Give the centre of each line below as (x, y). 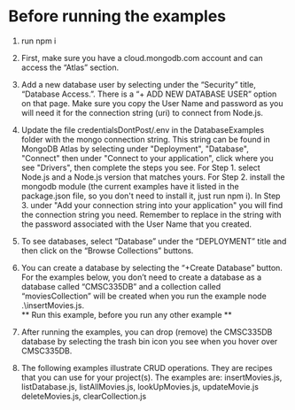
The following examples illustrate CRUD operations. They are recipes (147, 367)
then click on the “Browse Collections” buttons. (107, 251)
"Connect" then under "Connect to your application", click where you (147, 158)
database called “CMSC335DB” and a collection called (121, 286)
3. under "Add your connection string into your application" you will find (152, 205)
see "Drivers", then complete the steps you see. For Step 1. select (140, 167)
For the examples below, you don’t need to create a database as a (141, 277)
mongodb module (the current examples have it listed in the (130, 186)
